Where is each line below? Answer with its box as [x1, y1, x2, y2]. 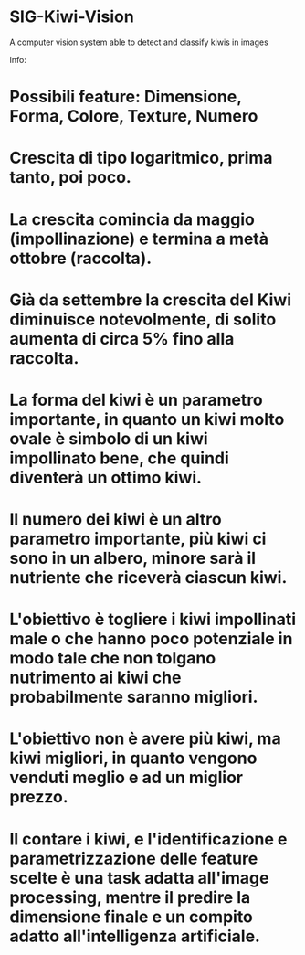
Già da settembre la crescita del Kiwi [9, 290, 292, 310]
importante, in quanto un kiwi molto [9, 409, 285, 430]
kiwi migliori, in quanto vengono [9, 748, 258, 769]
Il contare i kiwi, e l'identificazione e [9, 829, 288, 849]
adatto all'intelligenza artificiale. [9, 926, 260, 947]
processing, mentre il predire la [9, 886, 251, 907]
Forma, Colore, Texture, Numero [9, 106, 258, 127]
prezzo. [9, 787, 68, 808]
